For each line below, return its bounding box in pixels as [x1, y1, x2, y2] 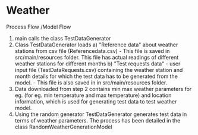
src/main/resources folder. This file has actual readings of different [14, 54, 179, 61]
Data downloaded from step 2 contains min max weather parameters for [14, 85, 192, 92]
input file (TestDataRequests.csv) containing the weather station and [14, 66, 183, 73]
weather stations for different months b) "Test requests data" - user [14, 60, 181, 67]
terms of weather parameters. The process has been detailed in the [14, 117, 181, 124]
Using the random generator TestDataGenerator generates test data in [14, 111, 187, 118]
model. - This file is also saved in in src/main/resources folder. [14, 79, 168, 86]
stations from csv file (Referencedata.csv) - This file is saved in [14, 47, 170, 54]
